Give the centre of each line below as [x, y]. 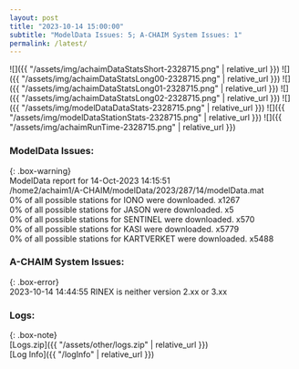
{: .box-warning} [40, 170]
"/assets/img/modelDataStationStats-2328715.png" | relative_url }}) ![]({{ [146, 118]
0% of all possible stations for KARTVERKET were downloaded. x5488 [142, 239]
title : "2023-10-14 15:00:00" [67, 26]
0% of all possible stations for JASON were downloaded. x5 [122, 210]
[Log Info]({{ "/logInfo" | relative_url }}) [82, 354]
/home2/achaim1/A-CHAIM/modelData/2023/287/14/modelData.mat [137, 190]
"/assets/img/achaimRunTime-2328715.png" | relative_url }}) [123, 128]
